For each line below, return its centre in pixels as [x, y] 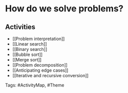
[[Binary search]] [30, 49]
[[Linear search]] [30, 44]
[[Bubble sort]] [28, 54]
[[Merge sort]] [27, 60]
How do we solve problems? [64, 9]
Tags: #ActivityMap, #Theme [35, 85]
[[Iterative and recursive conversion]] [50, 75]
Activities [20, 27]
